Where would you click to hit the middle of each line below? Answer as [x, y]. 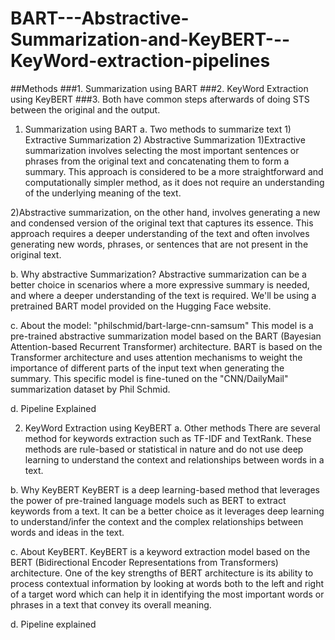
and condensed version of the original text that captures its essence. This [162, 223]
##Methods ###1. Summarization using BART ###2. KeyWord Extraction [159, 88]
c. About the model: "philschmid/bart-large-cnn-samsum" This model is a [162, 325]
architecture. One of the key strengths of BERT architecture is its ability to [162, 573]
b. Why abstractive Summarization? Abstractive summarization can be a [158, 274]
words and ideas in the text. [67, 532]
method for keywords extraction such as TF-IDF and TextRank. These [168, 438]
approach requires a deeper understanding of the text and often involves [160, 233]
